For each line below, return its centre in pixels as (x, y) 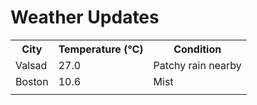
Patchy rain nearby (197, 65)
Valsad (31, 65)
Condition (197, 49)
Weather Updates (85, 17)
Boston (32, 81)
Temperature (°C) (101, 49)
